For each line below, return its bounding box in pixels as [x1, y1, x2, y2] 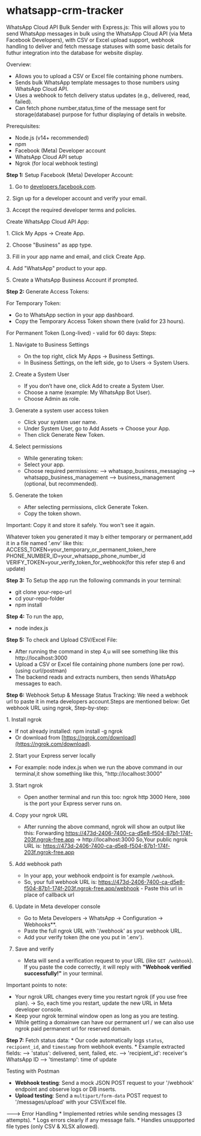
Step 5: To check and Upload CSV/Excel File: [6, 636, 118, 643]
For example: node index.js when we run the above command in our [14, 764, 183, 771]
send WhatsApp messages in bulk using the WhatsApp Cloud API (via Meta [6, 29, 193, 37]
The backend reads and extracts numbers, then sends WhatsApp [14, 673, 176, 681]
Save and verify [14, 945, 54, 952]
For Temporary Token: [6, 299, 61, 307]
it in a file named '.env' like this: [6, 539, 84, 546]
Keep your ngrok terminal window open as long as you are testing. [14, 1012, 179, 1019]
